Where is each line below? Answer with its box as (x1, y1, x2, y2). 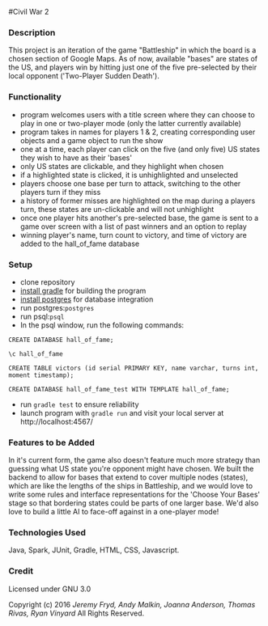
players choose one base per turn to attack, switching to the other (19, 178, 241, 188)
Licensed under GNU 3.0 (8, 584, 91, 594)
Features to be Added (8, 437, 95, 448)
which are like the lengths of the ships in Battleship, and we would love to (8, 481, 253, 491)
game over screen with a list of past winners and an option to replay (19, 222, 247, 231)
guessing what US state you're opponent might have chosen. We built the (8, 464, 254, 474)
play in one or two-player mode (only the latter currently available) (19, 118, 241, 128)
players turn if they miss (19, 187, 101, 197)
